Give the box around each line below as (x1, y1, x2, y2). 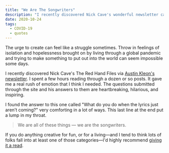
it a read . (5, 142, 24, 148)
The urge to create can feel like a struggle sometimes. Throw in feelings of (5, 45, 159, 50)
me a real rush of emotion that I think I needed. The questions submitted (5, 81, 155, 87)
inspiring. (5, 92, 25, 98)
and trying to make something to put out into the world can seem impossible (5, 55, 163, 61)
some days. (5, 61, 29, 66)
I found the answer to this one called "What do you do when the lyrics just (5, 102, 158, 107)
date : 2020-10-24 (5, 17, 42, 22)
